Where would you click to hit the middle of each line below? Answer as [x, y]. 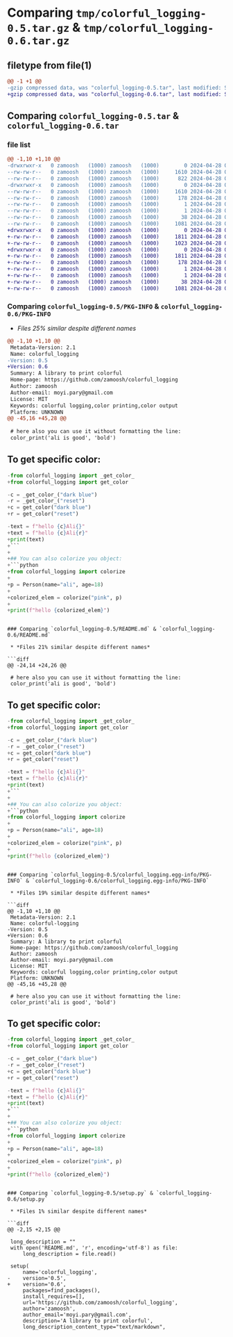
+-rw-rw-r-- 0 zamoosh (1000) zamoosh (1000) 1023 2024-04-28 [114, 243]
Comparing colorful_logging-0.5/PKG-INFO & [83, 306]
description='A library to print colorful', [88, 1321]
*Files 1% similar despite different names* [82, 1211]
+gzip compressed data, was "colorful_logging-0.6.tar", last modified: [114, 94]
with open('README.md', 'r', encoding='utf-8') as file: [94, 1248]
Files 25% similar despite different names [77, 328]
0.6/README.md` [29, 635]
